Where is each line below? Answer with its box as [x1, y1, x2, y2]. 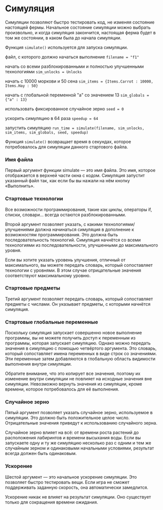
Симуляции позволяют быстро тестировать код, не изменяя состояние [5, 19, 155, 25]
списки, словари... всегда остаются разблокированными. [5, 212, 126, 218]
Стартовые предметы [5, 284, 60, 291]
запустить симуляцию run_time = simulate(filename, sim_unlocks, [5, 125, 144, 131]
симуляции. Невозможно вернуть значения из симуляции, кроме [5, 381, 142, 387]
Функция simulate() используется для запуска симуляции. [5, 44, 128, 50]
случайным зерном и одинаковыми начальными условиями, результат [5, 445, 154, 451]
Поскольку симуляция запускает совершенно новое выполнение [5, 330, 142, 336]
